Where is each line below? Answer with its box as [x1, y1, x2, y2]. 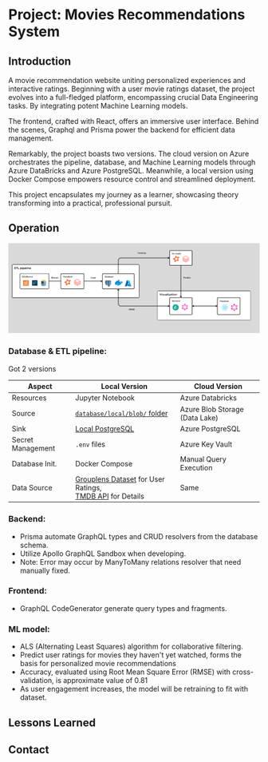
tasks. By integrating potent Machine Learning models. [8, 101, 188, 110]
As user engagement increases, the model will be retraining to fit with [19, 685, 249, 694]
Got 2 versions [8, 363, 57, 373]
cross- [232, 667, 254, 677]
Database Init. [11, 458, 57, 468]
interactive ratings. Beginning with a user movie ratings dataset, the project [8, 84, 255, 93]
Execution [179, 463, 213, 473]
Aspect [27, 382, 53, 391]
